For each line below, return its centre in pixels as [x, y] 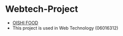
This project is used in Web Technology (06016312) [65, 28]
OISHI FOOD [25, 23]
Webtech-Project [42, 9]
